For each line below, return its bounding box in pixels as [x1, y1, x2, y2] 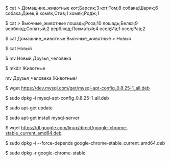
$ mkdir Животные [5, 65, 46, 71]
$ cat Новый [5, 45, 32, 51]
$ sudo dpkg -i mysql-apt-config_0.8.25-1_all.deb [5, 95, 109, 101]
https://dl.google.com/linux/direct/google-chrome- [21, 125, 128, 130]
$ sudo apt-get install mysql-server [5, 115, 80, 121]
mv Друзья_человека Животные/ [5, 75, 78, 81]
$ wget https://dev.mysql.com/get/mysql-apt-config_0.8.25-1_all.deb [5, 85, 150, 91]
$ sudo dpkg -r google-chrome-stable [5, 150, 86, 156]
